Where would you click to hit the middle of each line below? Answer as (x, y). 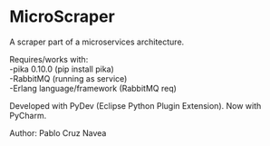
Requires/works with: (49, 59)
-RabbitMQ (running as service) (68, 78)
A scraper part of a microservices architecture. (97, 42)
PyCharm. (28, 115)
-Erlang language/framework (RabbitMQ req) (93, 88)
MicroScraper (62, 17)
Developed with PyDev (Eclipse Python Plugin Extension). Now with (135, 105)
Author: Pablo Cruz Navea (58, 132)
